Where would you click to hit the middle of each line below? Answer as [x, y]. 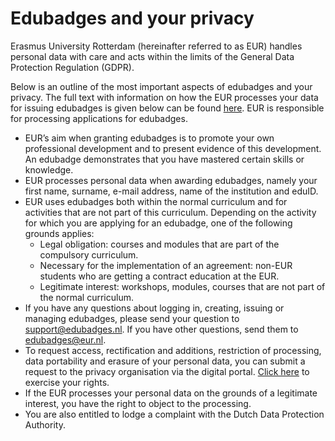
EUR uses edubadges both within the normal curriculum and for [156, 201]
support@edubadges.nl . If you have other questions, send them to [161, 329]
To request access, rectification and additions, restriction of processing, [173, 350]
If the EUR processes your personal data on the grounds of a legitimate [171, 393]
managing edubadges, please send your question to [132, 318]
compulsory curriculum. [89, 254]
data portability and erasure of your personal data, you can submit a [165, 361]
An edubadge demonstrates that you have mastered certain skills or [164, 159]
